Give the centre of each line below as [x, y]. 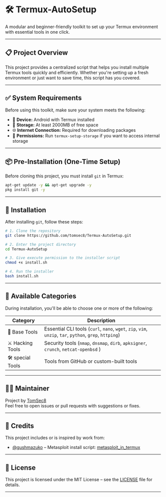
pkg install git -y [25, 190]
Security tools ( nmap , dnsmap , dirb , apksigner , [96, 343]
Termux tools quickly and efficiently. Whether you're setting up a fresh [77, 72]
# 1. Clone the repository [33, 231]
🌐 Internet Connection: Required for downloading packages [74, 130]
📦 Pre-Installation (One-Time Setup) [63, 162]
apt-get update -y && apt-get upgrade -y [48, 185]
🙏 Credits [20, 426]
